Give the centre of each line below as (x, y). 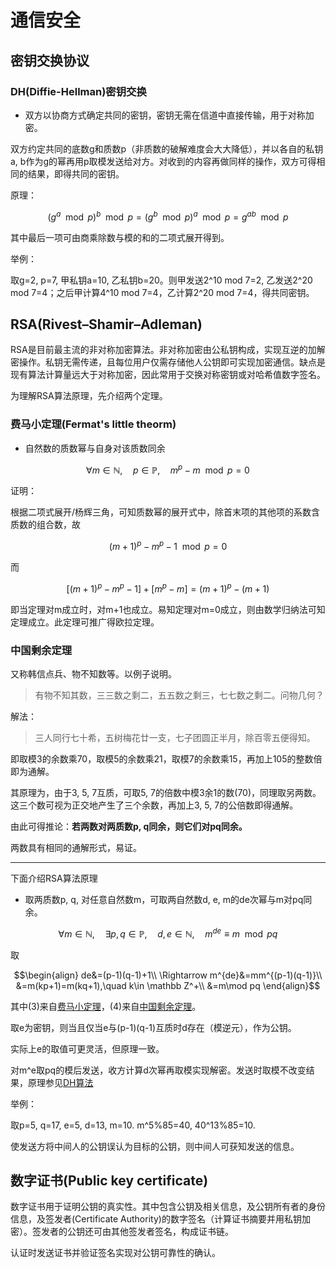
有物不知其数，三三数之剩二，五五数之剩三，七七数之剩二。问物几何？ (179, 695)
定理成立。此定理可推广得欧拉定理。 (85, 622)
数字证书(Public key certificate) (109, 1180)
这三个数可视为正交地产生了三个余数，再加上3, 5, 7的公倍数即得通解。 (154, 805)
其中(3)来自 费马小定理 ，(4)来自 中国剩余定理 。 (106, 1006)
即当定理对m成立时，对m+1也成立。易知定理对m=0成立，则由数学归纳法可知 (168, 609)
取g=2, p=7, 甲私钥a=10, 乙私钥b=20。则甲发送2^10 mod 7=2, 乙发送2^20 (161, 280)
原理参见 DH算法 (60, 1082)
